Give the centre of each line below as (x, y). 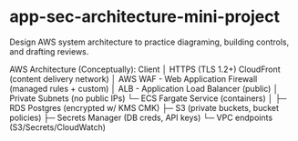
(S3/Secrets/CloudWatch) (58, 127)
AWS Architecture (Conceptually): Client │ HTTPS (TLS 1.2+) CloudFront (145, 69)
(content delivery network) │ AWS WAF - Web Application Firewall (134, 78)
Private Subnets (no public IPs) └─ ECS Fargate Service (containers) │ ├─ (148, 98)
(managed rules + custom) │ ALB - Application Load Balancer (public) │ (144, 88)
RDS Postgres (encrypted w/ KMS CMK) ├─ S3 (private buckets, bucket (144, 107)
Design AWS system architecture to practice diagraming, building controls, (149, 42)
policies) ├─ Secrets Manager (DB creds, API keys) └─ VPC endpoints (141, 117)
